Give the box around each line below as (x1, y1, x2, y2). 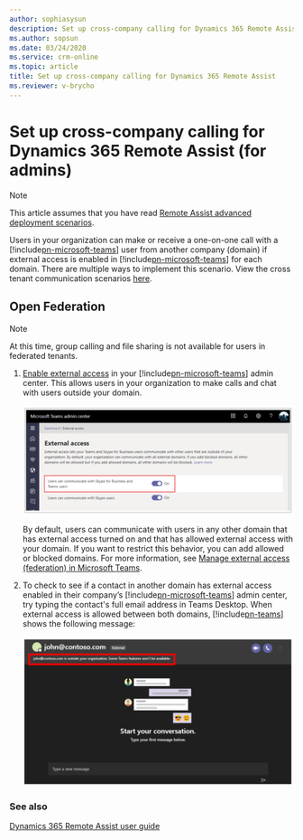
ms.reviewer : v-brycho (9, 81, 95, 90)
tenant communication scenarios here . (9, 272, 152, 284)
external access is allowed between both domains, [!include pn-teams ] (22, 609, 284, 619)
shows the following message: (22, 618, 135, 629)
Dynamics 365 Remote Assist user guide (9, 821, 161, 832)
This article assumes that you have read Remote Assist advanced (9, 207, 252, 218)
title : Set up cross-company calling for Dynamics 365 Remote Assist (9, 72, 277, 81)
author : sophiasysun (9, 14, 87, 24)
